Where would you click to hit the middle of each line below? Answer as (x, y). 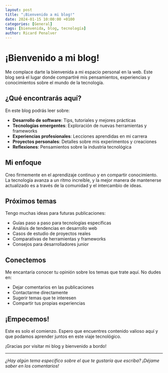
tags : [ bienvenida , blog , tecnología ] (45, 29)
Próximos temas (31, 201)
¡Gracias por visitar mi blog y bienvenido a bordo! (56, 346)
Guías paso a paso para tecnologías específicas (62, 223)
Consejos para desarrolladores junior (50, 244)
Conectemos (26, 260)
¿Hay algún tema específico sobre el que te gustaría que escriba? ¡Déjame (82, 360)
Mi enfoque (23, 163)
